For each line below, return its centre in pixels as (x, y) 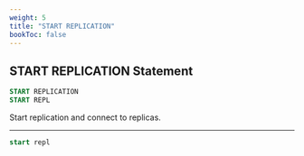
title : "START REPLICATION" (62, 26)
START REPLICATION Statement (101, 71)
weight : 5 (28, 18)
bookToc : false (38, 34)
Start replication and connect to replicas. (85, 117)
